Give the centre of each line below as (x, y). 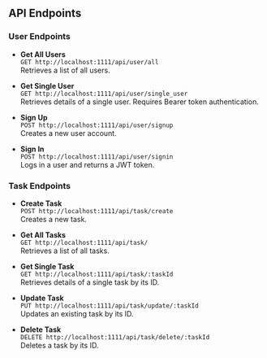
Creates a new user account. (68, 133)
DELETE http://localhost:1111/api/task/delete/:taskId (115, 337)
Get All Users (43, 54)
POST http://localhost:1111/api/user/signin (97, 157)
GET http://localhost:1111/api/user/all (89, 62)
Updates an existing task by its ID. (77, 313)
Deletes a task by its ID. (59, 345)
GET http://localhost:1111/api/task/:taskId (97, 274)
